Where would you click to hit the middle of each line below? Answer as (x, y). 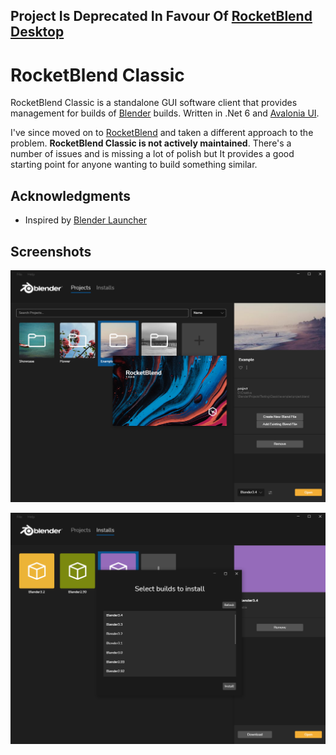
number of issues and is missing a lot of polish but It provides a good (152, 154)
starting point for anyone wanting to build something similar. (134, 165)
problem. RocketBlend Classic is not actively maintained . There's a (151, 143)
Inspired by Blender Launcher (85, 220)
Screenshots (51, 251)
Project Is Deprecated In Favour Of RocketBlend (161, 16)
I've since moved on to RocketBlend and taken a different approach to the (162, 133)
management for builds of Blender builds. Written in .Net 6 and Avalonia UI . (165, 113)
